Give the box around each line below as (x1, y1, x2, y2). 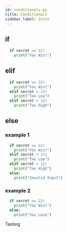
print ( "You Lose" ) (14, 212, 52, 217)
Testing (5, 221, 21, 227)
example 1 (5, 131, 30, 138)
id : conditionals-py (5, 7, 48, 12)
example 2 (5, 187, 31, 194)
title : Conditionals (5, 12, 48, 17)
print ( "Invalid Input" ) (14, 175, 63, 180)
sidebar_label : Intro (5, 16, 50, 21)
